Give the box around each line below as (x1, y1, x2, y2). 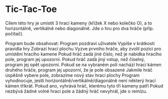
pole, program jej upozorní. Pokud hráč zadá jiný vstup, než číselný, (5, 56, 145, 62)
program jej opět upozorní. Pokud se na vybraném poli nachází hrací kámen (5, 61, 161, 67)
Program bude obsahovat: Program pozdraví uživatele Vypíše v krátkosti (5, 40, 155, 46)
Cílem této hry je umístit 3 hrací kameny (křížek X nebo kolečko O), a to (5, 20, 152, 26)
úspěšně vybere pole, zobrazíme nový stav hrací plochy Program (5, 72, 140, 78)
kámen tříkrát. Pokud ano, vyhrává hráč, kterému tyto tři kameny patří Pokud (5, 82, 163, 88)
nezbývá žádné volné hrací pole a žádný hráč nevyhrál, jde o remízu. (5, 88, 147, 94)
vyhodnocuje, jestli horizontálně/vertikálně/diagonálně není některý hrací (5, 77, 156, 83)
